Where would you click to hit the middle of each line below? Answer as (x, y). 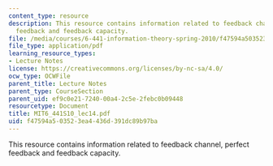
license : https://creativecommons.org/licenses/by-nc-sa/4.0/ (116, 69)
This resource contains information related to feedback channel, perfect (129, 144)
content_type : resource (49, 16)
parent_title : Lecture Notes (58, 83)
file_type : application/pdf (56, 46)
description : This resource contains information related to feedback (130, 23)
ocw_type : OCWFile (39, 76)
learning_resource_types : (52, 53)
